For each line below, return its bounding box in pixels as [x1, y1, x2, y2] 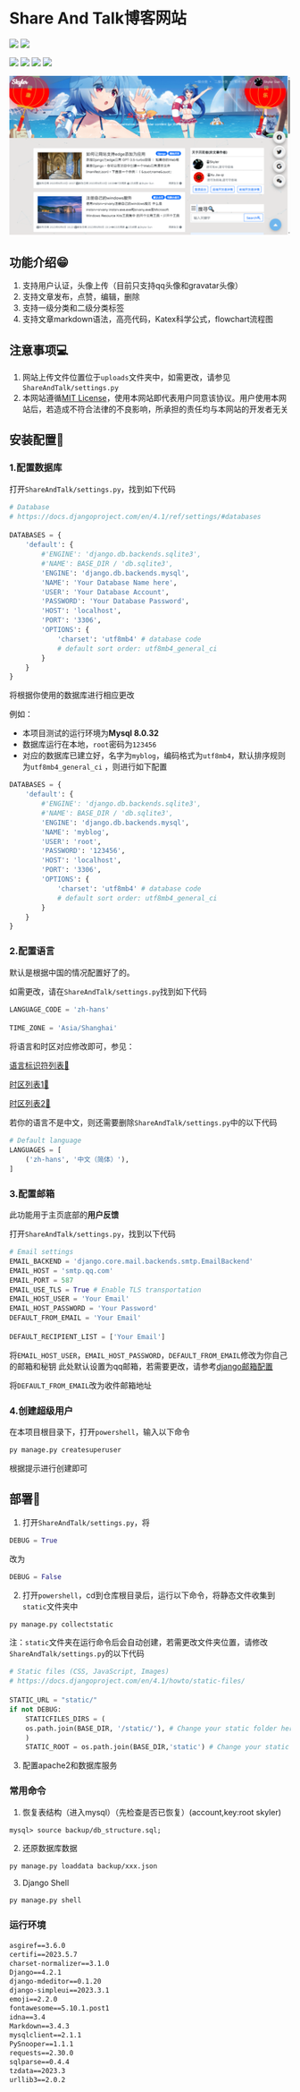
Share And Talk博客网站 [9, 8, 187, 29]
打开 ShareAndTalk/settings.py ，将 [21, 1516, 150, 1527]
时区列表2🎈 [9, 1098, 51, 1109]
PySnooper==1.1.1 [9, 2039, 74, 2048]
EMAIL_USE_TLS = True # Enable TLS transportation [9, 1285, 202, 1294]
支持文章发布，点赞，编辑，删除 [21, 292, 140, 303]
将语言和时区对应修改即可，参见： [9, 1041, 135, 1052]
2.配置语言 [9, 945, 55, 958]
